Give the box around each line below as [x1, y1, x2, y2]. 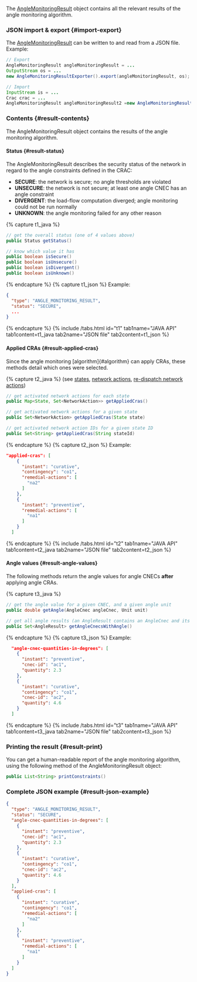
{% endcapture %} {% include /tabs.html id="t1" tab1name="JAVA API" [6, 325, 177, 332]
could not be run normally [14, 203, 77, 210]
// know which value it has [6, 248, 75, 254]
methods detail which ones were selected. [6, 364, 108, 371]
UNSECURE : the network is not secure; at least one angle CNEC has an [14, 184, 187, 191]
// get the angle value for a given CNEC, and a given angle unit [6, 602, 172, 608]
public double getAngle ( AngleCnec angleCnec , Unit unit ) [6, 607, 148, 613]
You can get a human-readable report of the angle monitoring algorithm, [6, 756, 181, 763]
